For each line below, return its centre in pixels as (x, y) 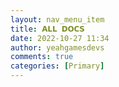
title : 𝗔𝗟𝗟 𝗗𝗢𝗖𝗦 (47, 29)
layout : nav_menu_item (57, 19)
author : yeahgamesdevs (57, 47)
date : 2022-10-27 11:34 (60, 38)
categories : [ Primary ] (57, 66)
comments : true (42, 57)
